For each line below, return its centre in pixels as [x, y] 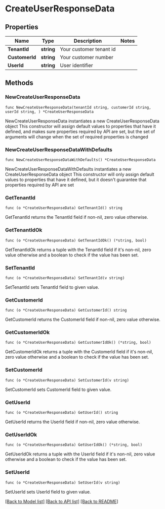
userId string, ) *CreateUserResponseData [49, 112]
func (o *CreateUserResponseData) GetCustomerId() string [66, 311]
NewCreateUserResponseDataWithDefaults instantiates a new [68, 169]
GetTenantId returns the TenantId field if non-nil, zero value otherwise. [77, 217]
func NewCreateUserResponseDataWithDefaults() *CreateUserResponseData [80, 160]
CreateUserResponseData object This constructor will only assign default [80, 174]
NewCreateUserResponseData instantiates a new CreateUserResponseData [82, 121]
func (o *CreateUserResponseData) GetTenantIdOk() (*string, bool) [76, 240]
